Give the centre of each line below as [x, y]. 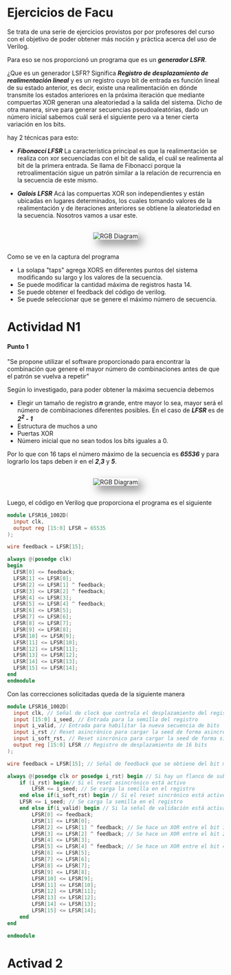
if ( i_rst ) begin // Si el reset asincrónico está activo [103, 782]
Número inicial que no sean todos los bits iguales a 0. [92, 440]
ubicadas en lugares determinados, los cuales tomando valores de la [114, 200]
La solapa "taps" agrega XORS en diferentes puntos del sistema [107, 270]
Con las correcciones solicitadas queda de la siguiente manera [96, 694]
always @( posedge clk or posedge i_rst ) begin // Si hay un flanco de [110, 776]
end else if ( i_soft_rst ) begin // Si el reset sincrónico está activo [123, 795]
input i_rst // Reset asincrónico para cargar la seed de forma [107, 732]
